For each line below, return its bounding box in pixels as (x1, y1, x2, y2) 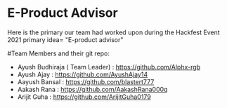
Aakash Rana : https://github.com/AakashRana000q (17, 85, 168, 93)
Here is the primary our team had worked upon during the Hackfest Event (7, 28, 220, 36)
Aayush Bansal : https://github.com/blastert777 (17, 77, 155, 86)
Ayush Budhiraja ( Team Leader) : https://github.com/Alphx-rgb (17, 62, 201, 71)
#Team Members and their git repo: (7, 49, 110, 58)
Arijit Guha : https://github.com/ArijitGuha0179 (17, 93, 151, 101)
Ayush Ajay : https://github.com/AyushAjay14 (17, 70, 148, 79)
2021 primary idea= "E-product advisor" (7, 35, 124, 43)
